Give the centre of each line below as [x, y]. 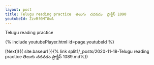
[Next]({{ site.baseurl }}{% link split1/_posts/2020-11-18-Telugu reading [77, 51]
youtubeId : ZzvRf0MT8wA [30, 19]
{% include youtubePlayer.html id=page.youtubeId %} [60, 42]
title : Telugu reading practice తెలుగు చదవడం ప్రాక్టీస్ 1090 [66, 14]
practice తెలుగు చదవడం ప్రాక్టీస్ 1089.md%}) [46, 57]
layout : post [18, 10]
